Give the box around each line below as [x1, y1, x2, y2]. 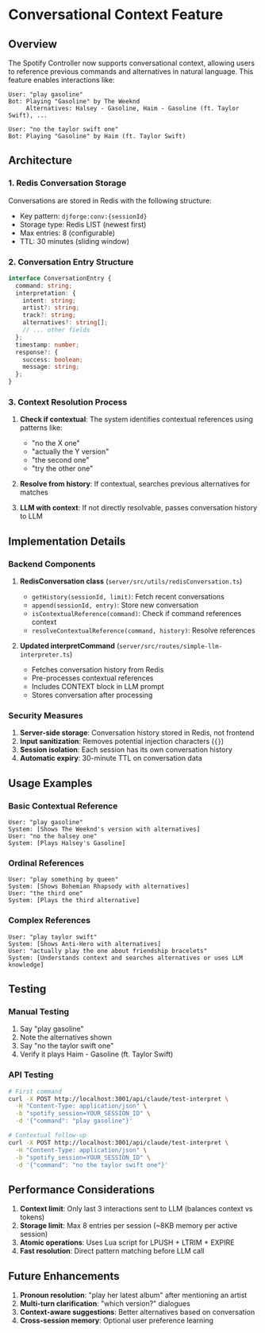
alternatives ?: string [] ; [22, 319, 109, 327]
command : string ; [15, 281, 73, 289]
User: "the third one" [8, 889, 83, 897]
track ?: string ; [22, 312, 77, 320]
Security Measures [8, 710, 83, 721]
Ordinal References [8, 858, 85, 868]
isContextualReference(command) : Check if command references [31, 609, 242, 618]
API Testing [8, 1069, 54, 1080]
